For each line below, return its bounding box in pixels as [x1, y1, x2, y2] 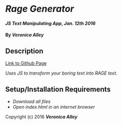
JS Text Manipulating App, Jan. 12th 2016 [5, 20, 96, 26]
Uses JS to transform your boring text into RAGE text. [5, 70, 117, 77]
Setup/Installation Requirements [5, 85, 111, 93]
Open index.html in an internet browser [12, 104, 95, 110]
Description [5, 46, 43, 55]
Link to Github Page [5, 60, 47, 66]
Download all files [12, 98, 51, 105]
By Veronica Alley [5, 32, 44, 38]
